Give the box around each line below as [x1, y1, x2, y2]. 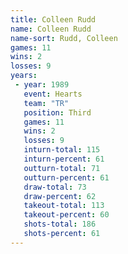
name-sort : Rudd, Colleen [10, 33, 118, 43]
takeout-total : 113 [23, 201, 105, 211]
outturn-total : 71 [23, 163, 101, 173]
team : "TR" [23, 98, 70, 108]
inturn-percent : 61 [23, 154, 105, 164]
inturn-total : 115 [23, 145, 101, 155]
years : [10, 71, 38, 81]
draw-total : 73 [23, 182, 87, 192]
